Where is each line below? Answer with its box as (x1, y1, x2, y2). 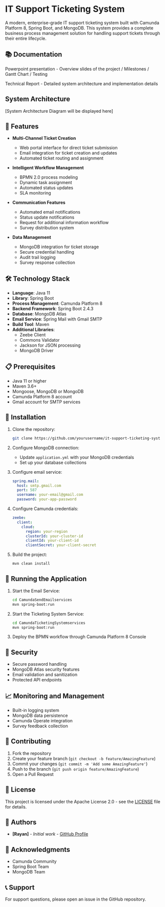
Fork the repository (12, 750, 52, 756)
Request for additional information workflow (19, 220, 109, 226)
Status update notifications (19, 214, 75, 220)
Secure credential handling (19, 249, 75, 255)
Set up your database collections (19, 459, 87, 465)
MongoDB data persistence (12, 713, 68, 718)
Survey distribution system (19, 225, 74, 231)
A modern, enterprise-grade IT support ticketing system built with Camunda (5, 20, 160, 26)
